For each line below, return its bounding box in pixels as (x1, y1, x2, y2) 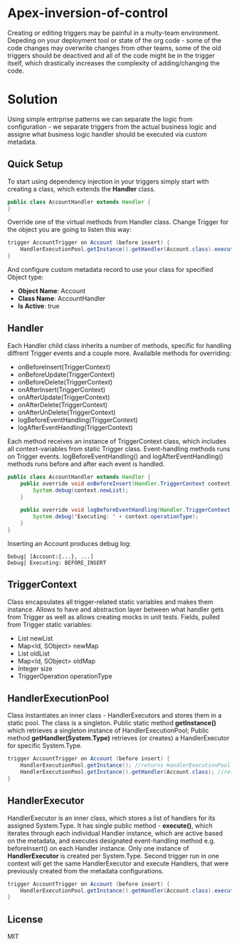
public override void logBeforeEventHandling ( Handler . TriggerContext (20, 507, 231, 514)
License (7, 913, 43, 925)
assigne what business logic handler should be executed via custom (7, 130, 208, 138)
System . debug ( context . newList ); (33, 486, 129, 494)
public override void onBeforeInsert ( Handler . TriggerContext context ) (20, 480, 234, 487)
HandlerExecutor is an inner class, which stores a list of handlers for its (7, 814, 216, 822)
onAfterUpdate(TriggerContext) (17, 393, 110, 401)
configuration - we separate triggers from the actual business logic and (7, 122, 217, 131)
